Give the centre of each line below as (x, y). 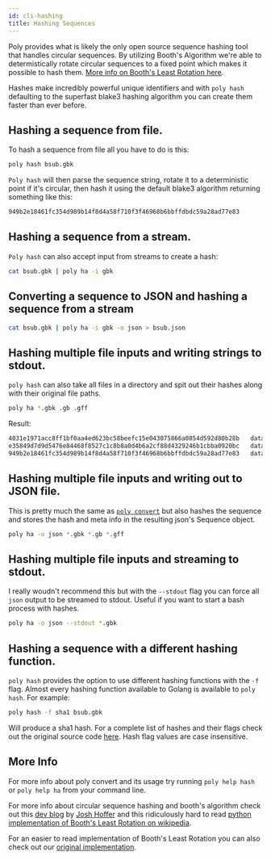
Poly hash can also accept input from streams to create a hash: (113, 256)
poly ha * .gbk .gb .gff (48, 409)
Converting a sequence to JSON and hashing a (128, 297)
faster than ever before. (48, 105)
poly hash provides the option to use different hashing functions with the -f (134, 680)
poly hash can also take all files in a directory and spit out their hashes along (135, 385)
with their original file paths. (54, 393)
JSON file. (34, 491)
